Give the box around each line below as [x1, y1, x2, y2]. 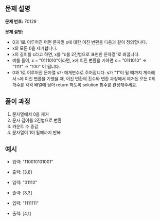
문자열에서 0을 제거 [12, 111, 49, 117]
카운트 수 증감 [12, 123, 38, 129]
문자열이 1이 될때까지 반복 [12, 129, 61, 135]
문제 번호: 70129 [5, 18, 36, 24]
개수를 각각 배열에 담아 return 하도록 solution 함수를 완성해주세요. [12, 82, 138, 88]
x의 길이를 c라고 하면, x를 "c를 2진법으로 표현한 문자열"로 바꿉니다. [12, 51, 140, 57]
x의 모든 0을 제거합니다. [12, 45, 58, 51]
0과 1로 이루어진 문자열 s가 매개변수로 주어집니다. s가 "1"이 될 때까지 [12, 70, 142, 75]
